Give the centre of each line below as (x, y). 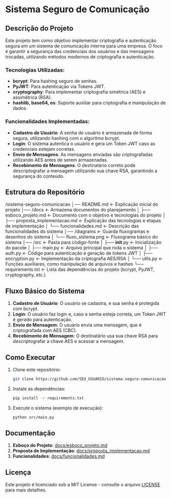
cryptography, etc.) (26, 275)
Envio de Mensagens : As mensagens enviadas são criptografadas (83, 154)
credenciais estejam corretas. (44, 149)
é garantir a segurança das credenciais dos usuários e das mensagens (80, 51)
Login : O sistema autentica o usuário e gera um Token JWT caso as (84, 144)
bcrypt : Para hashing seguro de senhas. (55, 81)
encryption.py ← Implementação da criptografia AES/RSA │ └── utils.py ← (84, 258)
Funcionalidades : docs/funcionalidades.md (59, 456)
